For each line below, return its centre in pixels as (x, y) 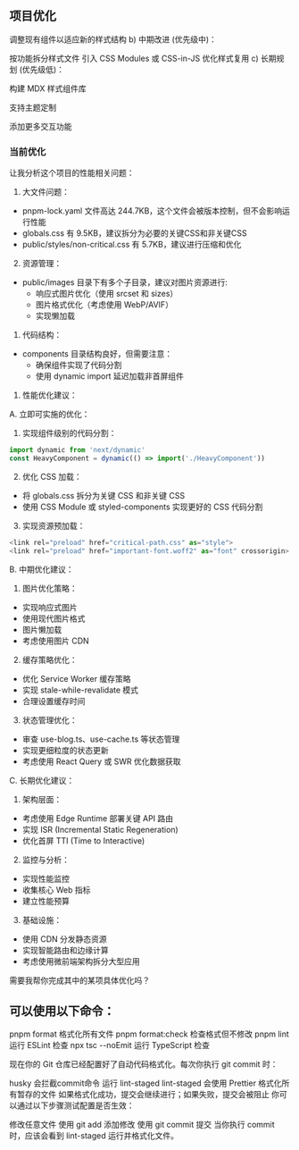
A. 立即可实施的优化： (50, 415)
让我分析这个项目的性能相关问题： (72, 173)
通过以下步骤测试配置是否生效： (75, 1105)
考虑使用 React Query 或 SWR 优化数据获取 (101, 761)
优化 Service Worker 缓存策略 (76, 678)
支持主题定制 (33, 107)
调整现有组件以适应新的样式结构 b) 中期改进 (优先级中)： (113, 39)
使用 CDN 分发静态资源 (64, 939)
